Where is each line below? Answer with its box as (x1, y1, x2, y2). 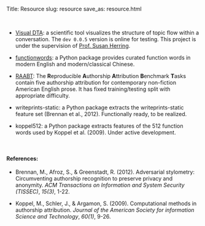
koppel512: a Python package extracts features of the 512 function (15, 122, 184, 130)
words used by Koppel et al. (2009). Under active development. (15, 129, 176, 136)
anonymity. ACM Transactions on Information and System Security (15, 181, 185, 189)
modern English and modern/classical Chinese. (15, 61, 135, 68)
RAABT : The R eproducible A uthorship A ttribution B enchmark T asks (15, 72, 186, 79)
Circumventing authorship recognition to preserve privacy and (15, 175, 173, 182)
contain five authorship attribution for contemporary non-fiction (15, 79, 177, 86)
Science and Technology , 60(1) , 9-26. (15, 213, 111, 220)
